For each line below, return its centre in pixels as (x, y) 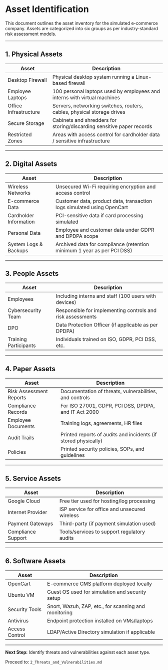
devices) (66, 302)
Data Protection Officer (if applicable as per (107, 325)
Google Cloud (24, 501)
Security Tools (24, 609)
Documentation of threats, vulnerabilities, (109, 391)
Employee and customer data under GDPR (105, 230)
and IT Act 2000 (79, 412)
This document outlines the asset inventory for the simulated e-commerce (82, 23)
